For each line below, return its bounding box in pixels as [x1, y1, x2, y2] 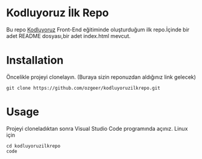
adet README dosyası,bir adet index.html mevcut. [6, 32, 131, 39]
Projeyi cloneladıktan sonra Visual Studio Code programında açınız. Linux [6, 125, 188, 132]
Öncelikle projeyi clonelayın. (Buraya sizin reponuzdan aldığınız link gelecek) [6, 73, 196, 81]
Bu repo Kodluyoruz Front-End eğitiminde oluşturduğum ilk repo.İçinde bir [6, 26, 190, 33]
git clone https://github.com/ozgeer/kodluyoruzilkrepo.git [6, 85, 161, 91]
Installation [6, 54, 64, 67]
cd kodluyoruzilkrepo [6, 143, 61, 149]
